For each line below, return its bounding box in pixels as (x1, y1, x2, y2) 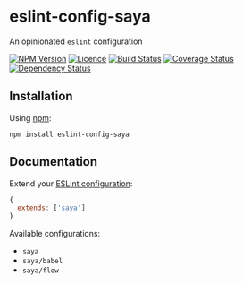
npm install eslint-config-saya (9, 130, 130, 139)
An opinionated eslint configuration (9, 36, 143, 47)
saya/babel (21, 257, 63, 266)
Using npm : (9, 112, 52, 123)
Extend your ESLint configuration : (9, 177, 133, 189)
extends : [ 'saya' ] (17, 203, 87, 212)
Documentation (9, 154, 98, 169)
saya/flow (21, 266, 60, 275)
